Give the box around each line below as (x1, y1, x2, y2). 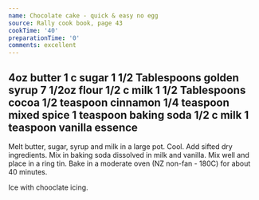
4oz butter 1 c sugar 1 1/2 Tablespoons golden (8, 71, 239, 84)
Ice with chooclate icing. (8, 182, 89, 192)
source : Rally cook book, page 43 (8, 19, 124, 27)
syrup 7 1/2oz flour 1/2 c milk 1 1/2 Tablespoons (8, 83, 246, 96)
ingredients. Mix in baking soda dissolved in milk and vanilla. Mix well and (8, 150, 249, 159)
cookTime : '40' (8, 26, 59, 34)
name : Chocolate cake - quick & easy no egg (8, 11, 159, 20)
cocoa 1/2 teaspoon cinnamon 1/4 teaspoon (8, 96, 230, 109)
